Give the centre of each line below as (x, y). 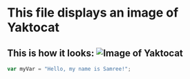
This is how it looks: (51, 53)
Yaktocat (34, 27)
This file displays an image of (93, 13)
